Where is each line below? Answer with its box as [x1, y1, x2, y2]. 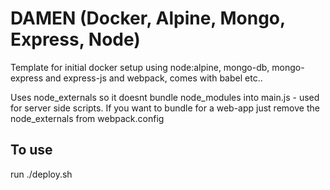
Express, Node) [10, 28, 141, 51]
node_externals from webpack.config [10, 112, 165, 124]
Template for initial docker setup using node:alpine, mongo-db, [10, 61, 270, 73]
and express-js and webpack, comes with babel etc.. [44, 72, 263, 84]
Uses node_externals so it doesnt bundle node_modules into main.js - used [10, 91, 320, 103]
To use [10, 142, 53, 159]
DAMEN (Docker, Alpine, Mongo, [10, 7, 286, 30]
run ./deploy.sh [10, 168, 73, 180]
